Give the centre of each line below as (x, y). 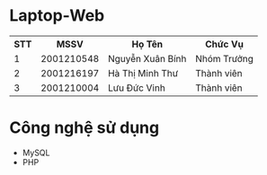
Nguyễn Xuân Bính (147, 58)
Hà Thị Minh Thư (142, 73)
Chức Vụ (225, 44)
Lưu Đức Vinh (137, 88)
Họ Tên (147, 44)
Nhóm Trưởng (224, 58)
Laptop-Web (57, 16)
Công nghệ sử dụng (85, 128)
